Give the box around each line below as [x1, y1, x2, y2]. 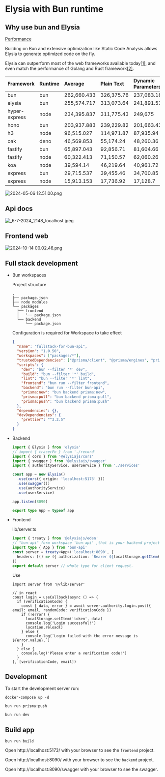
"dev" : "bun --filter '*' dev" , [21, 367, 87, 372]
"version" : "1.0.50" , [17, 349, 61, 354]
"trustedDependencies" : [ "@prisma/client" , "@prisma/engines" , [17, 358, 149, 362]
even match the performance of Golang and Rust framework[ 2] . [5, 65, 134, 71]
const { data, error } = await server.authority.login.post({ [21, 603, 151, 608]
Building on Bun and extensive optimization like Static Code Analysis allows [5, 46, 158, 51]
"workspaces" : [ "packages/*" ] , [17, 353, 81, 359]
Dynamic [133, 77, 155, 84]
